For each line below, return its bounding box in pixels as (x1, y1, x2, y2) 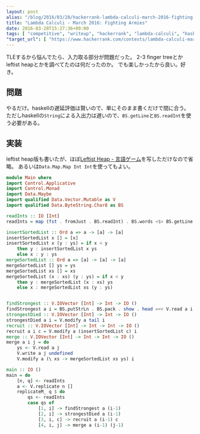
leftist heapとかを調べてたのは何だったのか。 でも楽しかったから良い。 (6, 61, 181, 68)
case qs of (27, 400, 55, 406)
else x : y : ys (17, 251, 58, 258)
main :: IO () (6, 367, 42, 373)
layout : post (6, 8, 39, 15)
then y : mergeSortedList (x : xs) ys (17, 279, 113, 285)
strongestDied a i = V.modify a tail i (6, 317, 105, 323)
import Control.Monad (6, 186, 60, 192)
